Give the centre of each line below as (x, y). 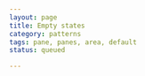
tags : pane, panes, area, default (73, 42)
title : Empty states (48, 26)
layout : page (33, 17)
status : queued (37, 50)
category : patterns (45, 34)
